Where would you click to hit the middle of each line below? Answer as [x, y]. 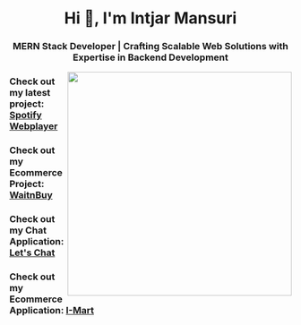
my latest [30, 93]
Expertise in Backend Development [150, 57]
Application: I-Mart [52, 310]
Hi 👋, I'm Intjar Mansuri [150, 18]
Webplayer [34, 126]
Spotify [26, 115]
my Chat [28, 230]
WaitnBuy [31, 194]
